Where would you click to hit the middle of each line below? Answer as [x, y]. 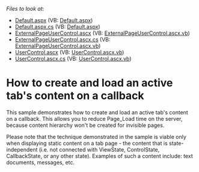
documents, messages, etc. [41, 162]
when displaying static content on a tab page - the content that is [87, 143]
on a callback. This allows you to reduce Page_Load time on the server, [94, 118]
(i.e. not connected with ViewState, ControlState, [99, 149]
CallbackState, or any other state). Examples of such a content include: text [100, 156]
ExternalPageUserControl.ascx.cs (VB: [63, 39]
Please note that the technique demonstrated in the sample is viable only [96, 137]
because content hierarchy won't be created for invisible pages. [85, 125]
